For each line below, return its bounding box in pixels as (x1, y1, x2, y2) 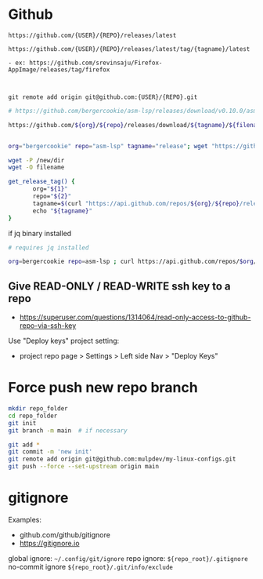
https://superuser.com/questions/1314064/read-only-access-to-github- (19, 312, 251, 322)
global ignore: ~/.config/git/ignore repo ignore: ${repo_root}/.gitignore (8, 554, 248, 563)
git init (8, 419, 37, 427)
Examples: (8, 515, 41, 524)
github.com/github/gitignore (19, 530, 111, 539)
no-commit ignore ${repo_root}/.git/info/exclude (8, 563, 174, 571)
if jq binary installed (8, 228, 72, 238)
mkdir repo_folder (8, 405, 68, 413)
